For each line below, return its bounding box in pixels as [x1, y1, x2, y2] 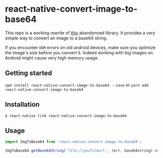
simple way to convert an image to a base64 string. [5, 35, 108, 41]
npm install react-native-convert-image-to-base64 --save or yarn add [5, 82, 149, 88]
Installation [5, 100, 40, 109]
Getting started [5, 69, 52, 78]
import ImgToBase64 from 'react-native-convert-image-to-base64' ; [5, 139, 142, 144]
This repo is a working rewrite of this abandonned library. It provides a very [5, 30, 155, 36]
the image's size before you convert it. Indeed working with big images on [5, 50, 153, 56]
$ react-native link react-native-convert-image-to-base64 [5, 113, 127, 118]
